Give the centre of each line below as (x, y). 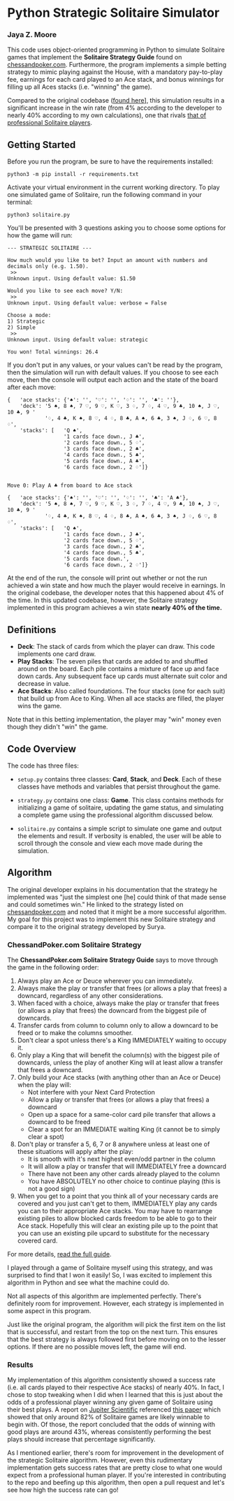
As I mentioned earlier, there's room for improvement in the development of (116, 1453)
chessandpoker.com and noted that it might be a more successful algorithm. (117, 911)
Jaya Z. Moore (32, 35)
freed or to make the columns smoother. (75, 1033)
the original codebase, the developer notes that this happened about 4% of (116, 593)
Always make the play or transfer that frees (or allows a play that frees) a (122, 988)
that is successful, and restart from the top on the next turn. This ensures (112, 1332)
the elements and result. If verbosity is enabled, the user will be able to (119, 835)
